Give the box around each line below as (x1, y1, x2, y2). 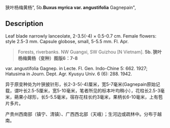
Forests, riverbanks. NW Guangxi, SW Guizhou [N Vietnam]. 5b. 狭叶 (17, 49, 162, 55)
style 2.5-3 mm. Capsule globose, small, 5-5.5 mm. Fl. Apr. (5, 38, 129, 44)
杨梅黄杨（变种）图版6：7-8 (17, 55, 78, 61)
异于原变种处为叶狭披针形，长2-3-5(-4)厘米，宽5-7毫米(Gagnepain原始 (5, 81, 156, 87)
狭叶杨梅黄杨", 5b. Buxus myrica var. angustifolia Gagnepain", (5, 5, 136, 10)
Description (5, 19, 43, 28)
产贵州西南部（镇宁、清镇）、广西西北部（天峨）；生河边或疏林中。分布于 (5, 111, 157, 117)
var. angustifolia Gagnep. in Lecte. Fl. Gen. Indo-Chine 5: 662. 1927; (5, 65, 148, 71)
